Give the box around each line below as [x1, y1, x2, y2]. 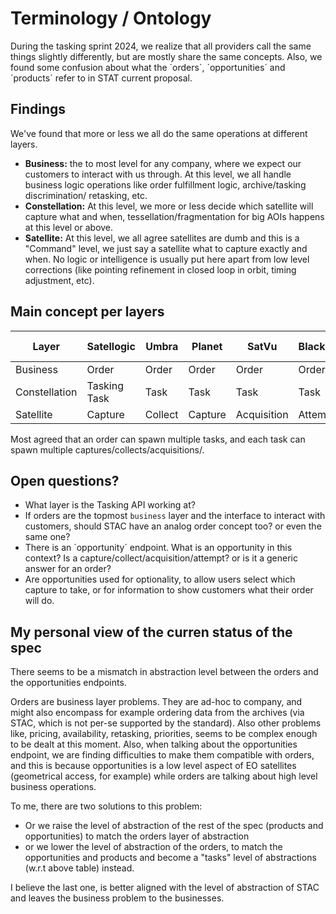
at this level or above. [24, 221, 114, 233]
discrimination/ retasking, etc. [24, 189, 148, 201]
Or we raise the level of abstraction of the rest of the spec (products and [24, 820, 324, 832]
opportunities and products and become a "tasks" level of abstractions [24, 852, 317, 864]
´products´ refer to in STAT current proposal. [10, 72, 193, 84]
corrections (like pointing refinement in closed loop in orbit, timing [24, 263, 297, 276]
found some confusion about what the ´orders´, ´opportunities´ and [10, 61, 286, 73]
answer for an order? [24, 563, 112, 575]
